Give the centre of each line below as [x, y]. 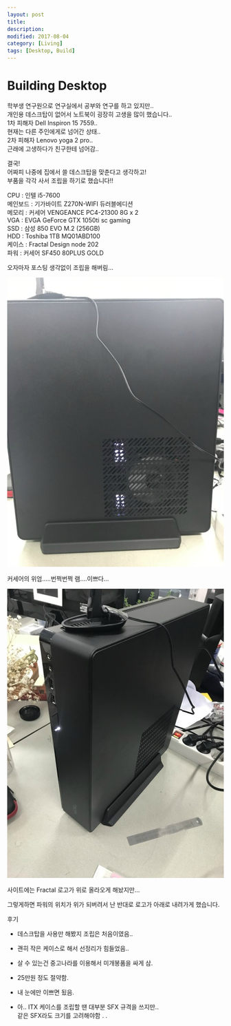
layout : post [26, 14]
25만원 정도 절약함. [43, 977]
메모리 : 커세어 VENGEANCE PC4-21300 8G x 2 [73, 212]
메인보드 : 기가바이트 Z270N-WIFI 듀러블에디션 [70, 204]
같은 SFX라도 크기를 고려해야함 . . [62, 1015]
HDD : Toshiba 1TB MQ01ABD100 [54, 236]
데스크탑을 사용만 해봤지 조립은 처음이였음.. [75, 934]
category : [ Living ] [35, 44]
